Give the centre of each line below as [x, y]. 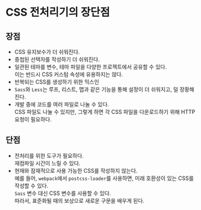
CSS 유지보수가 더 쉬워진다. [47, 52]
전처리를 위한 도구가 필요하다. [49, 155]
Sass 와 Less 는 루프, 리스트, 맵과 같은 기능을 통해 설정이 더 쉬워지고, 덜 [96, 89]
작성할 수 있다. [31, 185]
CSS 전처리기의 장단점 [58, 12]
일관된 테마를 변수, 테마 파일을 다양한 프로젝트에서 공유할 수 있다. [90, 67]
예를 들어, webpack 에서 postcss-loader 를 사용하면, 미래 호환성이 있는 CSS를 [104, 178]
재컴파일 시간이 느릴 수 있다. [47, 163]
